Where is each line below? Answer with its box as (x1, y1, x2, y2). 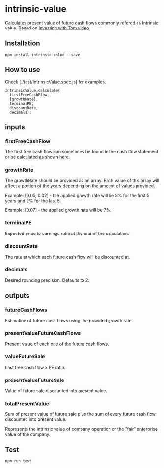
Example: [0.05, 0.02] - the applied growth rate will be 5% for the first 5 (5, 192, 150, 198)
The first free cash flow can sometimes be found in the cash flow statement (5, 149, 159, 155)
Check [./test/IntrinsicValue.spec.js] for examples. (5, 79, 107, 85)
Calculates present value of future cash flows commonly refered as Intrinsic (5, 20, 159, 26)
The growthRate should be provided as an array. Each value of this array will (5, 177, 160, 183)
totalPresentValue (5, 400, 49, 407)
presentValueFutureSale (5, 377, 65, 383)
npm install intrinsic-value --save (5, 52, 80, 57)
